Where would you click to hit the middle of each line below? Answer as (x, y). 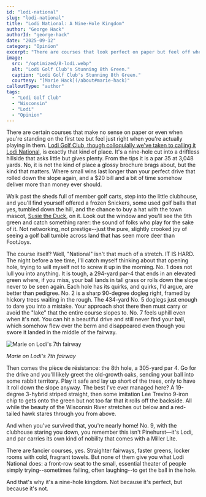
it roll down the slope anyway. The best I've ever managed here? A (90, 388)
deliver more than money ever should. (54, 184)
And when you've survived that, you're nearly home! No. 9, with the (92, 426)
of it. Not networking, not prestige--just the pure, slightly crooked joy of (97, 229)
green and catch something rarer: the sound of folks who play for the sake (100, 222)
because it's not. (28, 488)
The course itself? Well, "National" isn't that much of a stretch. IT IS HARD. (101, 254)
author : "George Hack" (35, 29)
